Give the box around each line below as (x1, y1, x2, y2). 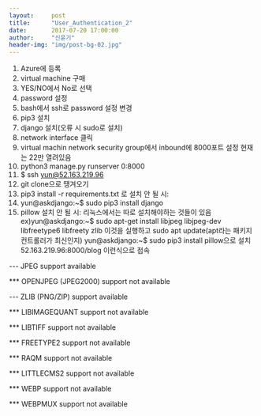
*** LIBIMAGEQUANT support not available (9, 308, 149, 317)
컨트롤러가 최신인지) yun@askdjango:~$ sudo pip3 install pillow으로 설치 (20, 236, 252, 245)
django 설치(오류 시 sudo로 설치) (20, 123, 123, 133)
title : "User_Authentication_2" (9, 19, 133, 27)
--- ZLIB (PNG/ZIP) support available (9, 292, 129, 301)
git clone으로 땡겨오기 (20, 180, 89, 189)
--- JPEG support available (9, 262, 97, 271)
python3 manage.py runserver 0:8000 (20, 161, 145, 171)
